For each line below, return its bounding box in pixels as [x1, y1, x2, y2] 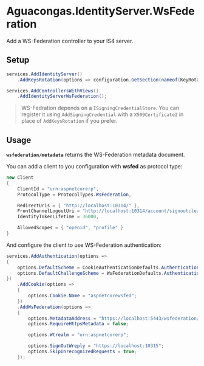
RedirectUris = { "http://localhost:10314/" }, [17, 202, 140, 209]
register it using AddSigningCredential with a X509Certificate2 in [21, 111, 184, 118]
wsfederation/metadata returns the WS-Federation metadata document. [6, 151, 185, 159]
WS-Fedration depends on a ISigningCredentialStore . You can [21, 105, 180, 112]
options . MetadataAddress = [28, 315, 97, 322]
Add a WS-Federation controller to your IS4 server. [6, 37, 134, 44]
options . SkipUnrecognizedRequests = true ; [28, 348, 137, 355]
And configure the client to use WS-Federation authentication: [6, 241, 162, 249]
